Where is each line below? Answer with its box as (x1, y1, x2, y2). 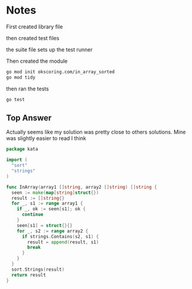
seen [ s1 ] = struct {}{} (17, 222, 73, 228)
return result (11, 272, 46, 278)
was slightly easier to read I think (6, 135, 87, 142)
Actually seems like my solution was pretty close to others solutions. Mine (6, 128, 186, 136)
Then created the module (6, 57, 68, 64)
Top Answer (6, 113, 52, 123)
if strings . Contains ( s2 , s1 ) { (21, 233, 99, 239)
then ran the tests (6, 85, 49, 92)
